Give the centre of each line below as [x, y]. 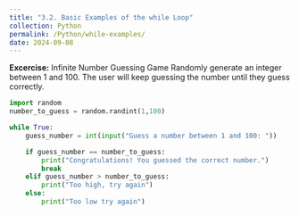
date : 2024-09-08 [42, 42]
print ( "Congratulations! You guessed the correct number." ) [155, 160]
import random [36, 103]
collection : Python [46, 26]
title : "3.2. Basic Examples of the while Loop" [101, 17]
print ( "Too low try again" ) [93, 202]
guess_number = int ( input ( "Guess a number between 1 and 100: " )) [151, 136]
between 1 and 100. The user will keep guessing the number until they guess [149, 78]
